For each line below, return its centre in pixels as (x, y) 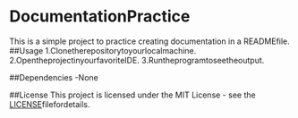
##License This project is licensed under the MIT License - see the (133, 95)
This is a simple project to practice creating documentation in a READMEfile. (150, 41)
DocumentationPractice (100, 17)
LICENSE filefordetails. (50, 104)
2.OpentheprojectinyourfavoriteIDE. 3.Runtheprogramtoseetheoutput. (137, 60)
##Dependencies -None (54, 77)
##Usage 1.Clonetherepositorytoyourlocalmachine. (103, 50)
